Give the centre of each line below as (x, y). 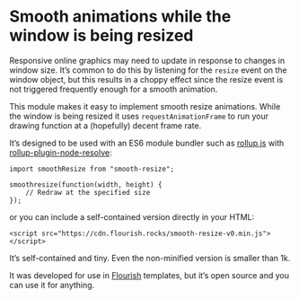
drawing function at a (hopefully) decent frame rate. (106, 125)
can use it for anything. (52, 285)
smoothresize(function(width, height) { (86, 185)
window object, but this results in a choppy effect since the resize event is (146, 79)
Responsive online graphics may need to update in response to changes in (147, 60)
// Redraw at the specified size (88, 192)
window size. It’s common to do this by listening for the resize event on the (148, 70)
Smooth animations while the (120, 17)
